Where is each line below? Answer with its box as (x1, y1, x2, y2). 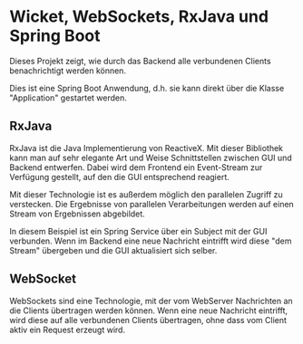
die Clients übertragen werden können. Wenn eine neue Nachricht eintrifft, (9, 305, 288, 316)
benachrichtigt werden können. (9, 65, 127, 76)
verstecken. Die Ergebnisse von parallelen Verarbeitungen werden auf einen (9, 198, 295, 209)
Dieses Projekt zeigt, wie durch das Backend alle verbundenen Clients (9, 55, 271, 66)
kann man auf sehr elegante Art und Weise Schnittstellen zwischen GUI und (9, 152, 292, 163)
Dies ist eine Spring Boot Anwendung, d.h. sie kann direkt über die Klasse (9, 82, 285, 93)
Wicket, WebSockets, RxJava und (9, 6, 269, 27)
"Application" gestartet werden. (9, 92, 127, 103)
